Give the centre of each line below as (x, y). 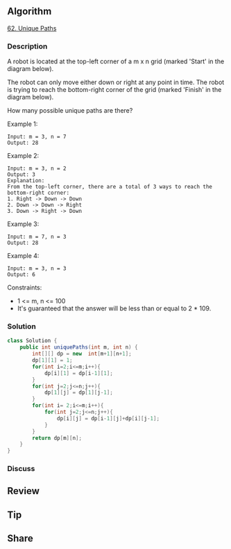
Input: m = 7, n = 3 (37, 237)
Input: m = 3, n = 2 (37, 169)
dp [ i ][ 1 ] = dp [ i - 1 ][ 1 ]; (78, 373)
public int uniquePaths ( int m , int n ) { (79, 347)
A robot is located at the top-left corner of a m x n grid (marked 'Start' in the (116, 61)
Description (27, 46)
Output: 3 (22, 175)
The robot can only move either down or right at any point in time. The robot (116, 82)
